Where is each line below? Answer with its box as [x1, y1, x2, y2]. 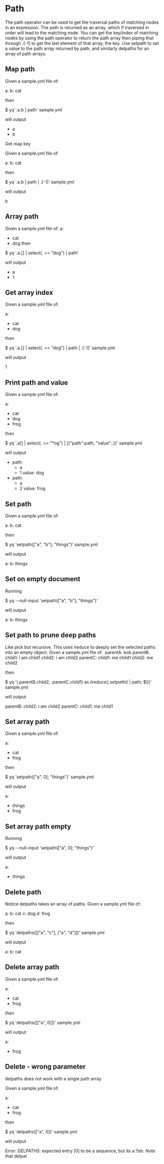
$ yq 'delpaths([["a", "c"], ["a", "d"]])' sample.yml [5, 930, 105, 936]
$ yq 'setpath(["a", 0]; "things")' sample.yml [5, 774, 94, 780]
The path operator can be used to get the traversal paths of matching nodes [5, 19, 159, 25]
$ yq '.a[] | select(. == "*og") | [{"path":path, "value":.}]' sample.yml [5, 440, 142, 446]
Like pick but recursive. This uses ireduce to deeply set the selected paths [5, 644, 156, 650]
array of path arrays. [5, 50, 47, 57]
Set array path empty [5, 822, 71, 831]
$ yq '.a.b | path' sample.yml [5, 107, 62, 112]
